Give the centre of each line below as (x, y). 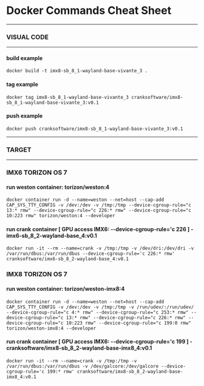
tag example (22, 84)
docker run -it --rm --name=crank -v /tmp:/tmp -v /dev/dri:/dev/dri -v (100, 249)
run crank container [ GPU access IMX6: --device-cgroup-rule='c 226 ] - (100, 229)
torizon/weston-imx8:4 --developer (51, 328)
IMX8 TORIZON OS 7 (37, 274)
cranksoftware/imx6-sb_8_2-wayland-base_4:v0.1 (68, 259)
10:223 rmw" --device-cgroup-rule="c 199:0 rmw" (128, 323)
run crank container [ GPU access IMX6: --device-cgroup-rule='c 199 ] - (99, 342)
